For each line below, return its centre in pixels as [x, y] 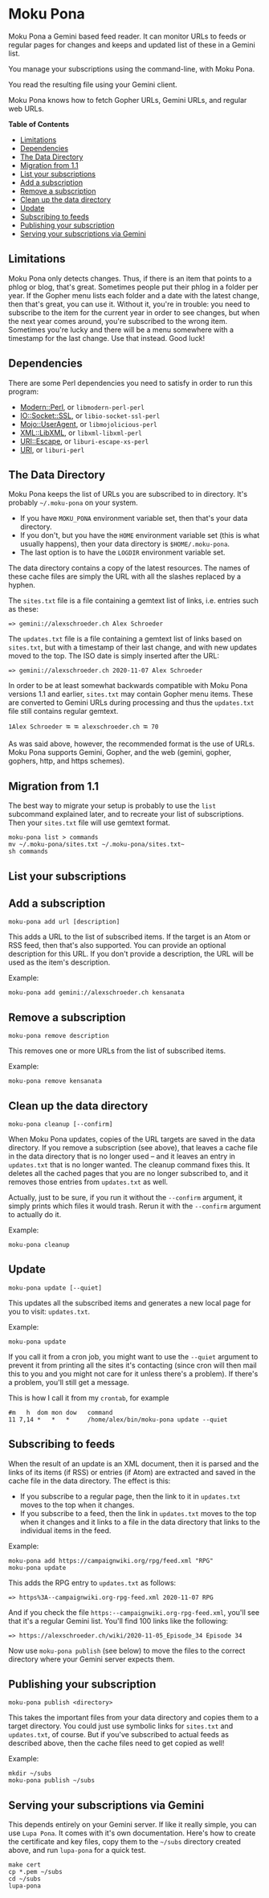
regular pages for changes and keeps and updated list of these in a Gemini [132, 44]
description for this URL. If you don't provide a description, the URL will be [131, 954]
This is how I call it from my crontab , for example [89, 1398]
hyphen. [22, 585]
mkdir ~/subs [30, 1773]
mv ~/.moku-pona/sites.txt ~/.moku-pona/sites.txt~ [96, 845]
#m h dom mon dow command [61, 1412]
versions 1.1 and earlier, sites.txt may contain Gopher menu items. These [131, 694]
